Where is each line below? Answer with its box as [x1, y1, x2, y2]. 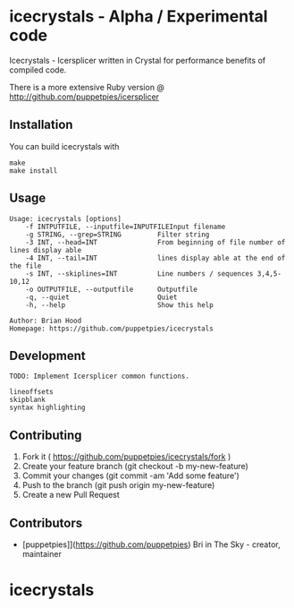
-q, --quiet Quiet [25, 293, 178, 302]
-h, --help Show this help [25, 300, 214, 310]
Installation [9, 117, 73, 133]
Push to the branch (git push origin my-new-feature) [21, 480, 215, 491]
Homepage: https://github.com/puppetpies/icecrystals [9, 324, 214, 333]
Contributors [9, 515, 83, 530]
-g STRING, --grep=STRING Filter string [25, 230, 210, 239]
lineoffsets [9, 388, 54, 397]
